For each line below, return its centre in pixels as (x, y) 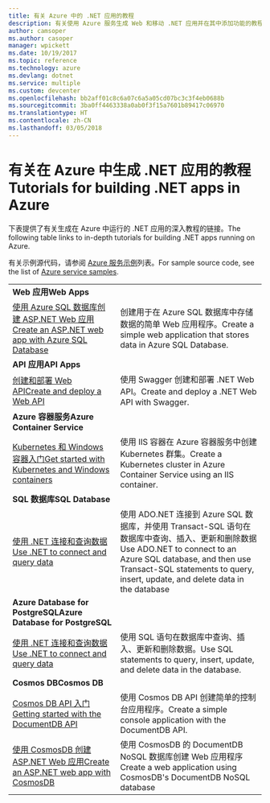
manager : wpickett (39, 46)
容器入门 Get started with (59, 459)
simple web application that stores (185, 335)
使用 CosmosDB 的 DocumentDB (182, 744)
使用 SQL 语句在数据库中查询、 (178, 636)
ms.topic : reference (43, 61)
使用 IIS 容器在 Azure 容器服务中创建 (188, 442)
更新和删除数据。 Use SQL (185, 649)
